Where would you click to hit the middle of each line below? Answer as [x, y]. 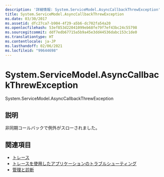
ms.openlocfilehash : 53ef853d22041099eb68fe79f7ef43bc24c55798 [71, 28]
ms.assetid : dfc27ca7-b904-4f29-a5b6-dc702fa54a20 [58, 23]
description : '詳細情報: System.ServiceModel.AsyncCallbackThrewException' [83, 10]
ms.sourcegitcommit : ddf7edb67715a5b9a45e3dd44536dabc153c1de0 [71, 32]
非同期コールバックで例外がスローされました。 [52, 128]
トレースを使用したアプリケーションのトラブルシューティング [74, 164]
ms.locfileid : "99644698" [31, 50]
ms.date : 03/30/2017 [26, 19]
